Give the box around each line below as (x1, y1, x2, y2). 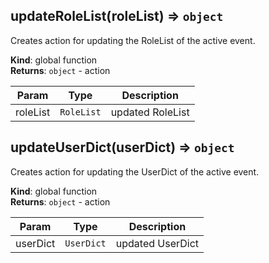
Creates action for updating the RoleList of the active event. (10, 34, 256, 46)
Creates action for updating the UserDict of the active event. (10, 165, 260, 178)
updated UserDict (115, 236, 200, 250)
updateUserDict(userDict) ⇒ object (10, 139, 235, 156)
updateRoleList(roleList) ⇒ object (10, 8, 224, 25)
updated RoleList (110, 105, 190, 119)
